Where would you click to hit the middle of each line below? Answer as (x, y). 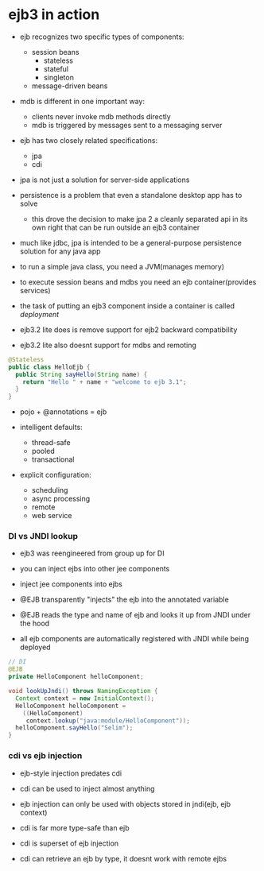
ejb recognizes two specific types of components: (102, 37)
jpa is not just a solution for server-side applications (105, 180)
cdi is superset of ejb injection (69, 843)
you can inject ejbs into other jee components (95, 569)
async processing (61, 499)
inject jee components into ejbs (71, 584)
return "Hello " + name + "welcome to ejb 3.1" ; (105, 382)
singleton (58, 77)
